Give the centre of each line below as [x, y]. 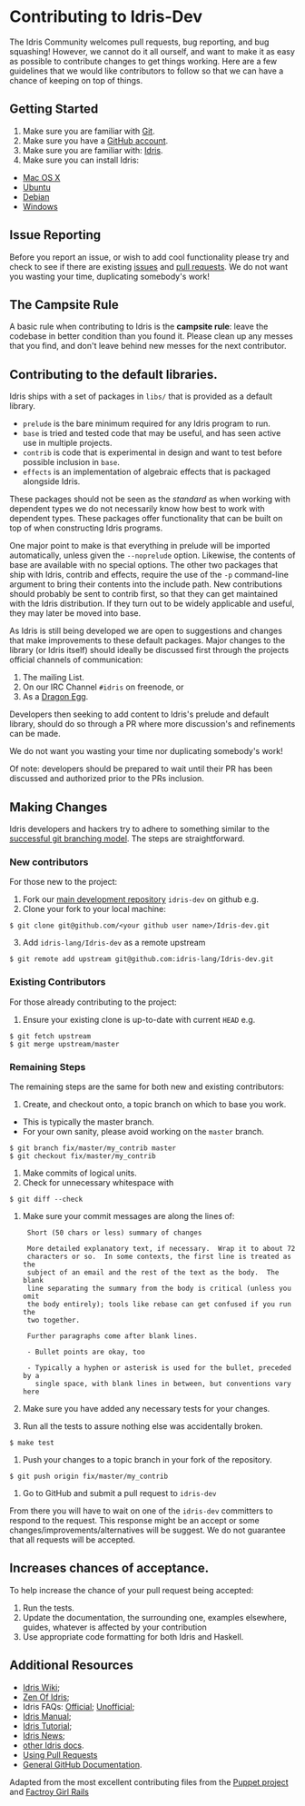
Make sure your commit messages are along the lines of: [128, 1216]
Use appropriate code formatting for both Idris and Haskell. [133, 1636]
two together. [54, 1320]
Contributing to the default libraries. [113, 374]
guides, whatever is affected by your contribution [114, 1627]
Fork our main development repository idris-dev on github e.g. [140, 899]
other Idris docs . [53, 1745]
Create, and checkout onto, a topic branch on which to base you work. [154, 1104]
